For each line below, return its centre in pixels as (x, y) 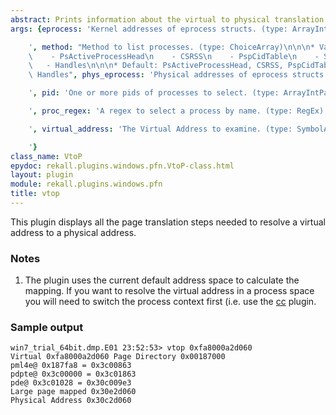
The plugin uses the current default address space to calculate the (162, 280)
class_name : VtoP (46, 156)
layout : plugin (42, 175)
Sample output (47, 328)
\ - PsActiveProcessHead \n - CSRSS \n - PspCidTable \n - (174, 56)
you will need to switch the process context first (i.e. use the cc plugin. (170, 302)
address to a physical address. (73, 232)
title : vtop (35, 194)
